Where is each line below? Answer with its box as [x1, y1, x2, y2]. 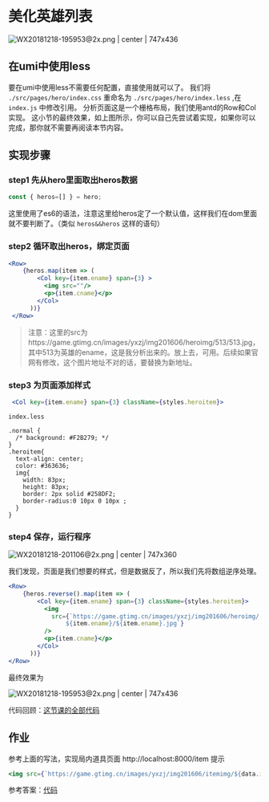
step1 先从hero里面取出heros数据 [8, 174, 138, 185]
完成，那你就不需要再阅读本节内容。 [8, 122, 128, 132]
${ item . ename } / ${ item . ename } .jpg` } [65, 620, 184, 628]
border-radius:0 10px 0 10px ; [22, 497, 127, 505]
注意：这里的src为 [27, 327, 88, 337]
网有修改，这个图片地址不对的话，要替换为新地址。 [27, 357, 197, 367]
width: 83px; [22, 475, 66, 484]
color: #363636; [15, 462, 70, 470]
